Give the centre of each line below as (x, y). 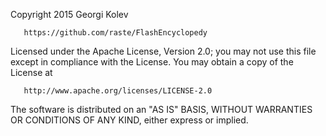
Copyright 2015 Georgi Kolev (69, 14)
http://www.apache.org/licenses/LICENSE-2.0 (118, 91)
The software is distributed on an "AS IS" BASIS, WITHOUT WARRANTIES (161, 109)
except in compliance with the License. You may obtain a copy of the (152, 62)
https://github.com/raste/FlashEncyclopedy (115, 33)
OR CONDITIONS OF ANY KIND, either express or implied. (129, 120)
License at (31, 72)
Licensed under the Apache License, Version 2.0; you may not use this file (163, 51)
